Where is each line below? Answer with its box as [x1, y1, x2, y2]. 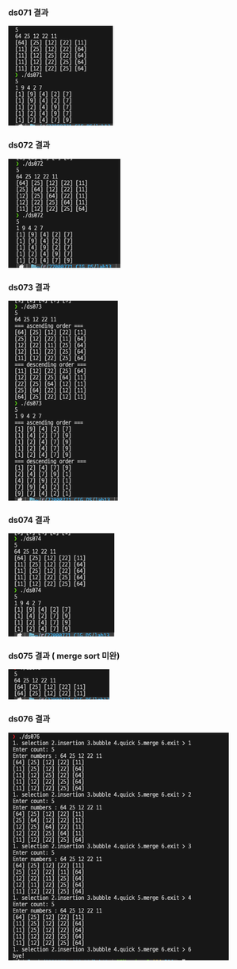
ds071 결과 [8, 6, 49, 17]
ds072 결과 [8, 140, 50, 151]
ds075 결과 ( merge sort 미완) [8, 651, 120, 662]
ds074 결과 [8, 514, 50, 525]
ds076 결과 [8, 713, 51, 725]
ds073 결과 [8, 282, 50, 293]
